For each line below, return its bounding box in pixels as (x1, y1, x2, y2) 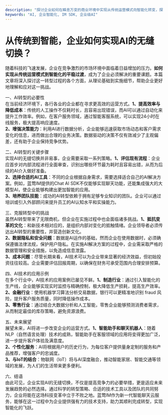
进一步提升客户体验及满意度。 (5, 338, 66, 344)
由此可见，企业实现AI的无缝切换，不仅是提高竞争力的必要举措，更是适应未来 (5, 379, 163, 386)
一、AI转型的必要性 (5, 95, 45, 101)
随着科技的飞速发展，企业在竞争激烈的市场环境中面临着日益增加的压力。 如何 (5, 65, 163, 71)
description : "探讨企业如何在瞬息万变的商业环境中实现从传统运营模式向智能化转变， (5, 7, 159, 13)
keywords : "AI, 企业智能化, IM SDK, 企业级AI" (5, 12, 98, 17)
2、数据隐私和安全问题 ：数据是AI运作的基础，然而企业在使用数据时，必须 (5, 235, 157, 241)
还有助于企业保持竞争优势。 (13, 138, 71, 144)
